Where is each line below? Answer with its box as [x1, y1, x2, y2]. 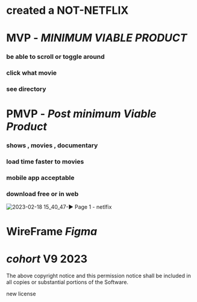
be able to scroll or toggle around [6, 52, 105, 61]
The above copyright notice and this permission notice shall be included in [6, 272, 191, 279]
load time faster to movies [6, 158, 84, 166]
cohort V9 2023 [6, 252, 88, 265]
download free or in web [6, 190, 79, 199]
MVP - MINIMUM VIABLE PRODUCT [6, 31, 187, 45]
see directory [6, 85, 46, 93]
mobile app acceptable [6, 174, 75, 182]
